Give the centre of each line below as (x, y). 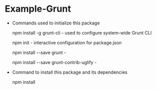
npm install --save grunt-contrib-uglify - (55, 62)
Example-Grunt (38, 9)
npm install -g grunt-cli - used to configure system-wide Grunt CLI (82, 33)
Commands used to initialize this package (56, 23)
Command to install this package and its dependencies (70, 72)
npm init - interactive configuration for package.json (67, 42)
